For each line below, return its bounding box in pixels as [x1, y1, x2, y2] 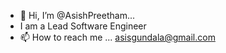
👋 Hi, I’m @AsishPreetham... [19, 10, 136, 21]
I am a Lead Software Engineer [19, 20, 147, 32]
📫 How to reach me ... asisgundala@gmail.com [19, 31, 216, 43]
